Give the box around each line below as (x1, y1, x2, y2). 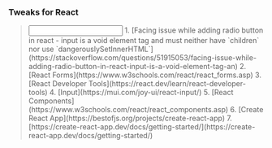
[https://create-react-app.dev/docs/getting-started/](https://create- (28, 122, 256, 132)
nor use (28, 44, 54, 54)
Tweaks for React (8, 7, 79, 18)
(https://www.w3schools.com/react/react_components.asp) (28, 105, 229, 115)
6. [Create (230, 105, 264, 115)
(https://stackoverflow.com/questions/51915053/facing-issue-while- (28, 53, 257, 63)
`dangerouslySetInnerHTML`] (55, 44, 154, 54)
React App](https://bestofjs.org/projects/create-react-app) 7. (28, 113, 233, 124)
